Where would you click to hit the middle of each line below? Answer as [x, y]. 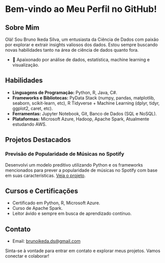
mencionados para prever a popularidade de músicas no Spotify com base [81, 170]
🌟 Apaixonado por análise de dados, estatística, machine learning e [81, 60]
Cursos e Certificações [42, 191]
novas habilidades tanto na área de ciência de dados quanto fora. [72, 50]
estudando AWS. [29, 124]
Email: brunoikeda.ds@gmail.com [46, 241]
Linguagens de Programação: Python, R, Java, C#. [65, 92]
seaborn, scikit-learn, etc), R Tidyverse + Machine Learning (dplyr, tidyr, [86, 103]
